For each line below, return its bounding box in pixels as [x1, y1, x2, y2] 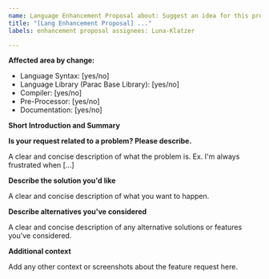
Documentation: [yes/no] [19, 105, 102, 115]
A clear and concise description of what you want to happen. [8, 192, 210, 201]
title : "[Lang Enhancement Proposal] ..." [8, 19, 152, 27]
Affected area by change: [8, 55, 95, 65]
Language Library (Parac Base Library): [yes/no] [19, 79, 180, 89]
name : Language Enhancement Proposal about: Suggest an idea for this [8, 11, 249, 20]
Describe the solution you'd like [8, 176, 116, 185]
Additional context [8, 246, 72, 257]
